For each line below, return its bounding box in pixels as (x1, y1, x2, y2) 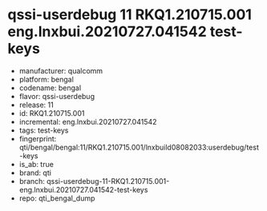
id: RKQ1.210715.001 (18, 108, 85, 117)
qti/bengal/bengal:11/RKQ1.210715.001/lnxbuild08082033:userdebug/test (18, 142, 260, 152)
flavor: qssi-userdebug (18, 91, 95, 101)
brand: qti (18, 168, 51, 177)
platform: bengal (18, 74, 74, 84)
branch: (18, 176, 46, 185)
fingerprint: (18, 133, 57, 143)
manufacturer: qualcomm (18, 66, 103, 75)
